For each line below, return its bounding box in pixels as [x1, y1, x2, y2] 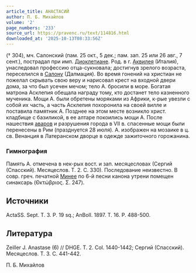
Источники [6, 196, 49, 206]
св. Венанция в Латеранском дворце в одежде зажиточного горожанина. [6, 133, 190, 139]
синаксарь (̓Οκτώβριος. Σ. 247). [6, 179, 85, 186]
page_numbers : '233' [6, 25, 57, 31]
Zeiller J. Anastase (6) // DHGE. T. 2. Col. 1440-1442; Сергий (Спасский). [6, 244, 184, 251]
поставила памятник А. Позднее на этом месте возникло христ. [6, 108, 167, 115]
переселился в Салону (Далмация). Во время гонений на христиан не [6, 71, 183, 77]
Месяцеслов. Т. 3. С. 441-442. [6, 250, 81, 257]
